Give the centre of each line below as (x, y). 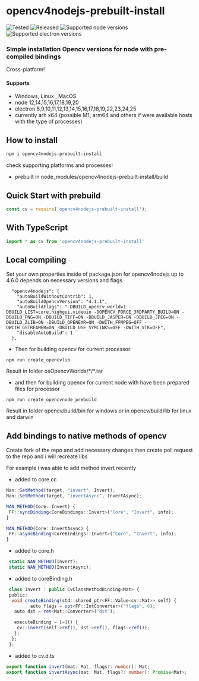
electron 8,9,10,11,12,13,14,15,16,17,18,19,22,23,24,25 (75, 109)
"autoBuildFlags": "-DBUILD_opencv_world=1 (72, 307)
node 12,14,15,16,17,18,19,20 (47, 103)
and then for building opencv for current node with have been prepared (102, 383)
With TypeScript (37, 228)
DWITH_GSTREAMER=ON (30, 328)
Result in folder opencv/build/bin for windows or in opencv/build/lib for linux (99, 411)
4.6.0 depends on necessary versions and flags (64, 280)
